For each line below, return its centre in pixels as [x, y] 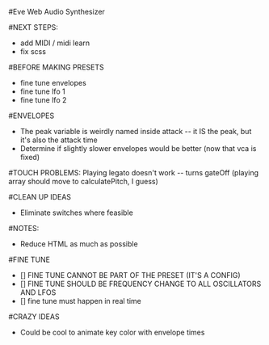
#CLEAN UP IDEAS [40, 197]
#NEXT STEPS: [34, 27]
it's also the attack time [59, 140]
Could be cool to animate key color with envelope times [112, 332]
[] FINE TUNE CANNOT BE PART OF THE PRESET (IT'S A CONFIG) [130, 275]
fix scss [33, 51]
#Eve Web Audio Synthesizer [57, 12]
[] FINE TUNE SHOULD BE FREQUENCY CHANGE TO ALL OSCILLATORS [141, 284]
